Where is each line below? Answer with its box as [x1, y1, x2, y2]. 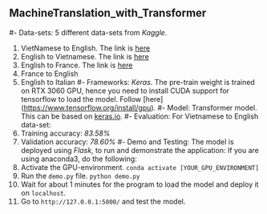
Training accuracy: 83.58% [20, 128, 111, 138]
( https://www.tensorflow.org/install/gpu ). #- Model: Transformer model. [20, 103, 257, 112]
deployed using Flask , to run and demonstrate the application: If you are [20, 145, 260, 155]
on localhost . [20, 188, 67, 197]
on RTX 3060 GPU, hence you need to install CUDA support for [20, 86, 229, 95]
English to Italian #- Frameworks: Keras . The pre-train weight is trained [20, 77, 255, 87]
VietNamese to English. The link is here [20, 43, 151, 53]
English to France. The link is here [20, 60, 133, 70]
